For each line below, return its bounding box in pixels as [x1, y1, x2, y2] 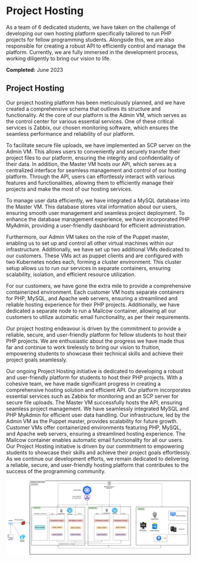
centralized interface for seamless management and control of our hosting [6, 167, 186, 174]
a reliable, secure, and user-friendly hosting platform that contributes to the [6, 461, 189, 469]
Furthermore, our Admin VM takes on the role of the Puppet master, [6, 233, 170, 240]
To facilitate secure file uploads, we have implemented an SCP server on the [6, 141, 191, 148]
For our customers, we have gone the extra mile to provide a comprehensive [6, 282, 191, 289]
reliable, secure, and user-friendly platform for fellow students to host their [6, 331, 187, 338]
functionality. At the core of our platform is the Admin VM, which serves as [6, 111, 187, 118]
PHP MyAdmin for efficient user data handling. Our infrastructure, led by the [6, 411, 190, 419]
